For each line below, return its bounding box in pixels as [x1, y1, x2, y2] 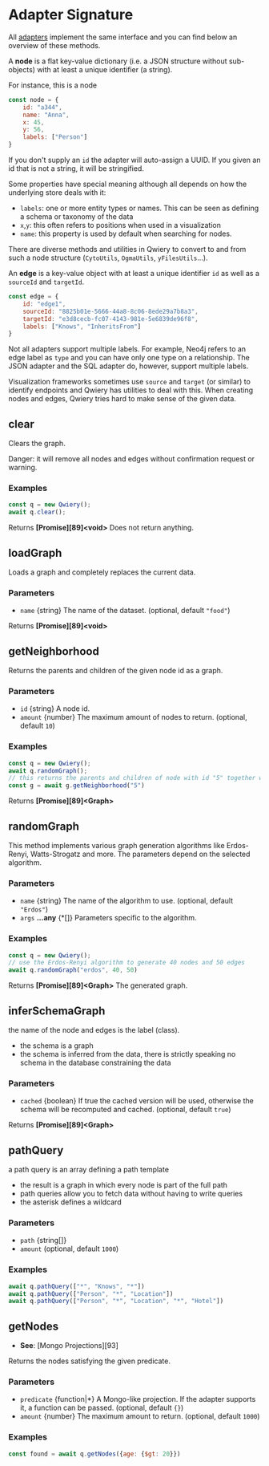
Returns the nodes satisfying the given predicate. [8, 1356, 171, 1366]
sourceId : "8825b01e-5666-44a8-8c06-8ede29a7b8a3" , [22, 307, 199, 315]
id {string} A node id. [19, 704, 90, 713]
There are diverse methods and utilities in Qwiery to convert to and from [8, 245, 247, 254]
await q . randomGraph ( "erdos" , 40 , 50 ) [8, 966, 138, 974]
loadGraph [8, 546, 62, 559]
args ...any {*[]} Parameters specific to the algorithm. [19, 913, 197, 923]
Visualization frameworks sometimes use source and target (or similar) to [8, 377, 251, 387]
